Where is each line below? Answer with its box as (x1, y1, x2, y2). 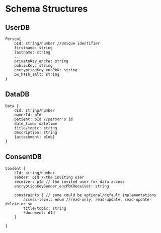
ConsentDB (5, 153, 42, 161)
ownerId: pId (14, 112, 42, 117)
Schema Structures (5, 3, 88, 15)
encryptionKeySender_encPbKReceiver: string (14, 183, 109, 189)
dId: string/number (14, 108, 55, 113)
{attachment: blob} (14, 134, 55, 139)
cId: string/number (14, 170, 55, 175)
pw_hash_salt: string (14, 72, 59, 77)
